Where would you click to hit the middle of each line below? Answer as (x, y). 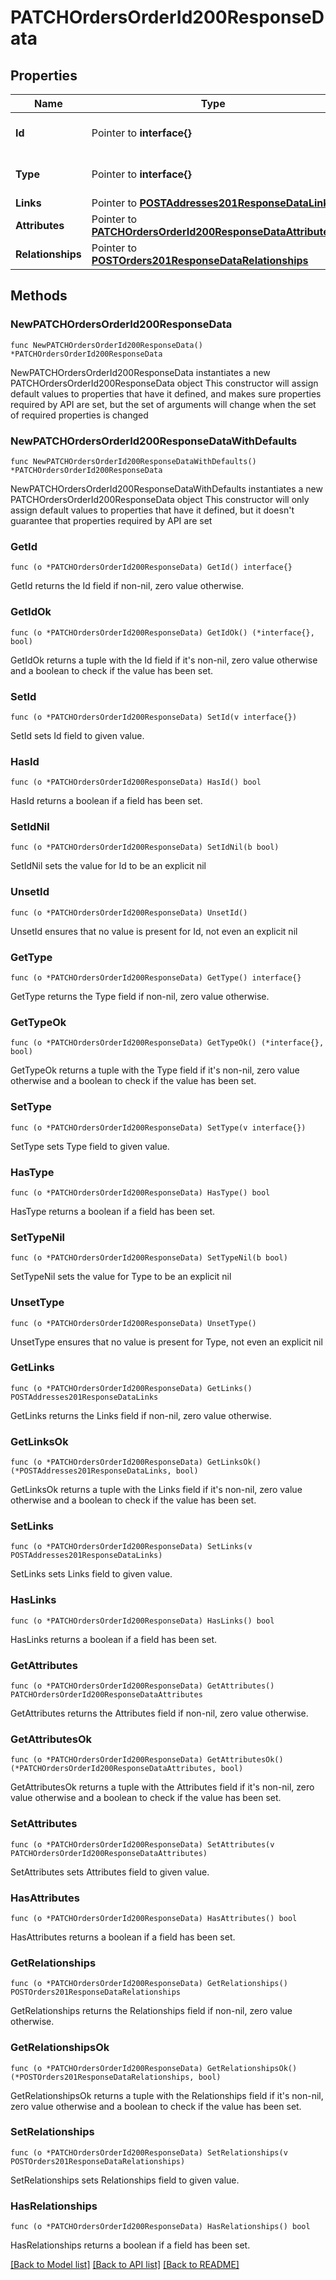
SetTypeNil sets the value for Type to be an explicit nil (121, 1277)
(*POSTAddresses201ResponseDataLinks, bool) (104, 1471)
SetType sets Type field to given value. (90, 1146)
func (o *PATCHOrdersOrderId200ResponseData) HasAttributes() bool (154, 1918)
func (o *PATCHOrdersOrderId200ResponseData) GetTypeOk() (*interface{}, (167, 1043)
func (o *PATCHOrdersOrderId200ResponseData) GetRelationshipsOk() (154, 2068)
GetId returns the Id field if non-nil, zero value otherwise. (127, 586)
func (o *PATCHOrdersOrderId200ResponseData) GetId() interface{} (151, 567)
